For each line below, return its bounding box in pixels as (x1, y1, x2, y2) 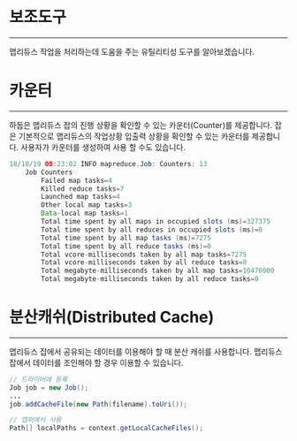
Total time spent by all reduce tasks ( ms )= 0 (41, 241, 212, 251)
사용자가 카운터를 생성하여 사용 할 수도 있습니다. (20, 141, 186, 152)
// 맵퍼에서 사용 (9, 415, 62, 424)
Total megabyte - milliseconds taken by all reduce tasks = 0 (41, 275, 259, 284)
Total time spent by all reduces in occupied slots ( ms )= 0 (41, 225, 263, 234)
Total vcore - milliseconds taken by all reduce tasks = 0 (41, 258, 247, 267)
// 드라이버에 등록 (9, 375, 68, 384)
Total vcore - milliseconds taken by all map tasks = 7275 (41, 250, 247, 259)
